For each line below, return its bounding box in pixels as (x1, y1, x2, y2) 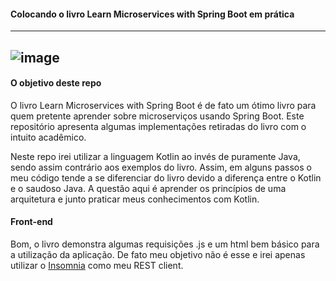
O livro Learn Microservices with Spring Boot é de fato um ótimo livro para (10, 99, 317, 111)
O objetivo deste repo (10, 77, 102, 89)
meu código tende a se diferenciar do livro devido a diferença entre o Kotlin (10, 171, 322, 184)
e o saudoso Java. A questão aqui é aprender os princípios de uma (10, 182, 287, 194)
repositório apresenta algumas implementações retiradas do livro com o (10, 120, 307, 132)
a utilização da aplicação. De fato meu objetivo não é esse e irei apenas (10, 249, 306, 260)
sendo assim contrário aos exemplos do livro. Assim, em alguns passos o (10, 161, 312, 173)
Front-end (10, 216, 53, 228)
